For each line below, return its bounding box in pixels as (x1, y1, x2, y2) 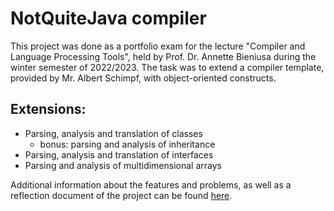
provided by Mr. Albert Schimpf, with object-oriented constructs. (10, 72, 277, 84)
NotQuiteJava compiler (10, 7, 207, 30)
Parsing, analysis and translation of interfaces (24, 148, 214, 161)
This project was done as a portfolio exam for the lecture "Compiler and (10, 40, 306, 52)
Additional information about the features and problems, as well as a (10, 178, 292, 191)
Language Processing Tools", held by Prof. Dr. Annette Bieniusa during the (10, 50, 317, 62)
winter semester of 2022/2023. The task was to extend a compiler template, (10, 61, 325, 73)
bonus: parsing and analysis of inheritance (39, 138, 216, 150)
